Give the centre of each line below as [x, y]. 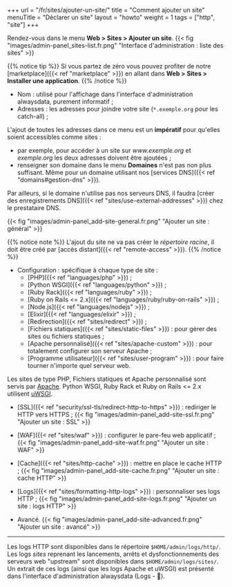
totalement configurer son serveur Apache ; [90, 351]
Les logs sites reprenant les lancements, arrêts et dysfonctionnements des [113, 554]
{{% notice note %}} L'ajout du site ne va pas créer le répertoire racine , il [111, 242]
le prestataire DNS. [34, 208]
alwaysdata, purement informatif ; [65, 102]
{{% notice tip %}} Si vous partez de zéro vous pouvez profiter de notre [109, 66]
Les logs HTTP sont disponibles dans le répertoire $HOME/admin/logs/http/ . [114, 547]
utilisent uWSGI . [30, 394]
